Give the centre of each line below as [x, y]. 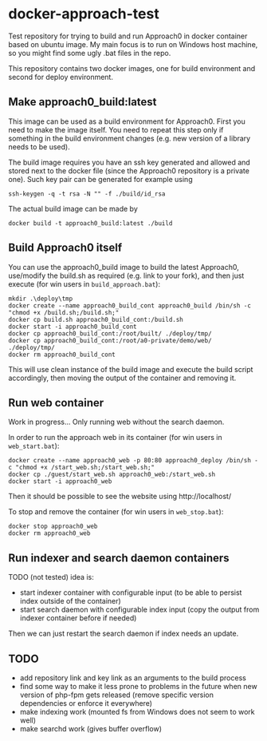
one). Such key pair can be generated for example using [100, 179]
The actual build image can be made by [73, 208]
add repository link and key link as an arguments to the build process [133, 678]
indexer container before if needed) [78, 618]
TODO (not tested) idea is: [51, 577]
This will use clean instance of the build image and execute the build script [131, 369]
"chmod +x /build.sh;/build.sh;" [64, 312]
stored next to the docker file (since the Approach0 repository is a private [129, 170]
